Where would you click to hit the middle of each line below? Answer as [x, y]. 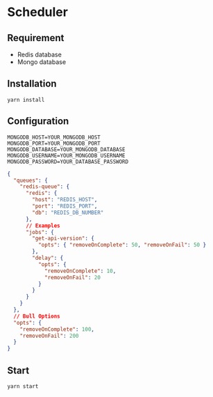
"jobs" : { [40, 232]
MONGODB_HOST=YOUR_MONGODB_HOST [54, 137]
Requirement [36, 38]
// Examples [43, 226]
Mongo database [42, 62]
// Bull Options [37, 316]
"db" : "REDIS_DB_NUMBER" [68, 212]
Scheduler [37, 12]
